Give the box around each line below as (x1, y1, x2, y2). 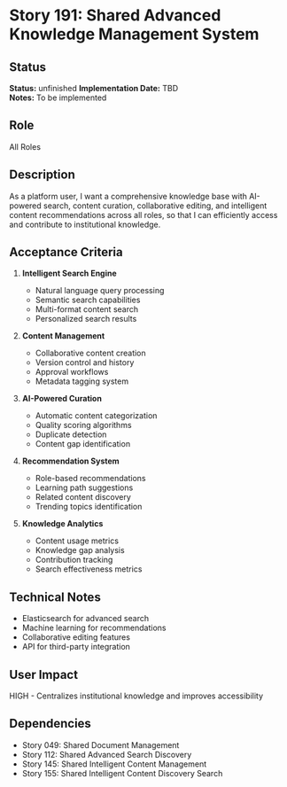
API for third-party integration (21, 642, 131, 652)
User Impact (9, 666, 78, 682)
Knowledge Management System (9, 24, 260, 44)
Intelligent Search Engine (21, 268, 117, 279)
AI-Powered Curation (21, 393, 102, 404)
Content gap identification (35, 439, 131, 449)
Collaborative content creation (35, 347, 146, 359)
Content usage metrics (35, 535, 120, 546)
